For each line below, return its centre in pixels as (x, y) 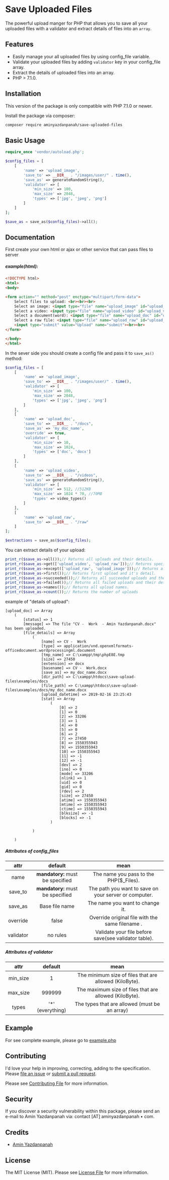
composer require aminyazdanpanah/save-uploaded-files (64, 125)
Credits (17, 1132)
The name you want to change (123, 903)
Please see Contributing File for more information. (57, 1083)
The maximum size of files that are (117, 989)
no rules (57, 935)
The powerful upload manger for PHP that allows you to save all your (76, 23)
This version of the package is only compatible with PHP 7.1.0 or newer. (79, 106)
